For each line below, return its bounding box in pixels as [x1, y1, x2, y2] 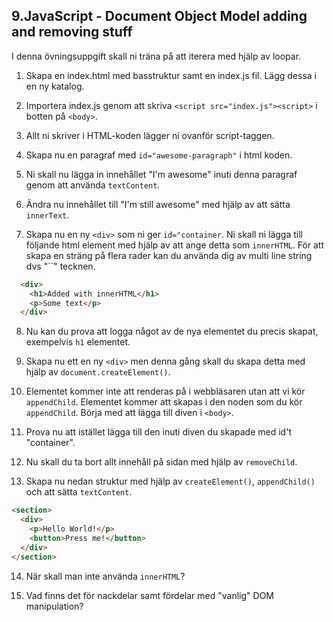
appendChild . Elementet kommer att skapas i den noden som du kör [25, 396, 303, 408]
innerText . [25, 209, 70, 221]
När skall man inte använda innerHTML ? [25, 570, 186, 582]
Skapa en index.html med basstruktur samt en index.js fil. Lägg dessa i [25, 69, 317, 81]
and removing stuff [11, 24, 133, 41]
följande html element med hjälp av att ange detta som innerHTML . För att [25, 239, 325, 251]
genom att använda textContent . [25, 179, 161, 191]
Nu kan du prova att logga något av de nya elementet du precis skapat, [25, 325, 319, 338]
